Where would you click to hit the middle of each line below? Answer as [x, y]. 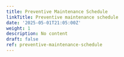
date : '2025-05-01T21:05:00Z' [44, 23]
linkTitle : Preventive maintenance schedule [62, 17]
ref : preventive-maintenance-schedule [54, 45]
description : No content [37, 34]
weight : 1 [18, 28]
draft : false [22, 39]
